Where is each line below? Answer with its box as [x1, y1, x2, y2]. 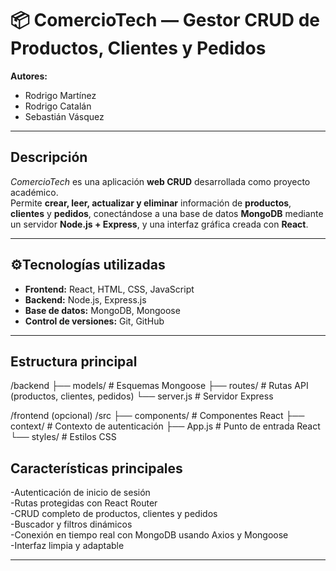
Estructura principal [10, 353, 138, 370]
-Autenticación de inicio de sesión [10, 487, 151, 499]
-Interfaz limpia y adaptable [10, 540, 125, 552]
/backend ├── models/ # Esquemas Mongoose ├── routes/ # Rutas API [10, 380, 309, 392]
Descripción [10, 149, 88, 166]
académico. [10, 186, 59, 198]
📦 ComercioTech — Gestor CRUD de [10, 9, 321, 32]
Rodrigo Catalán [24, 100, 92, 112]
